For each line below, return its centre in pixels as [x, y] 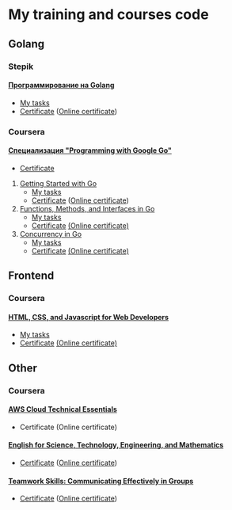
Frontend [31, 276]
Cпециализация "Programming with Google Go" [90, 150]
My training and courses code [108, 15]
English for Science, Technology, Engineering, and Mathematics [116, 445]
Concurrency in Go [50, 234]
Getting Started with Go [58, 183]
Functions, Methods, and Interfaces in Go [87, 208]
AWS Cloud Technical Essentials [63, 409]
